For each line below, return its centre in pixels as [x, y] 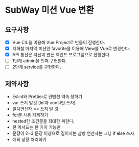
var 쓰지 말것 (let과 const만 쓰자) [44, 103]
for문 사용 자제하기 [30, 115]
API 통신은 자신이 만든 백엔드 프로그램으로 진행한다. [61, 55]
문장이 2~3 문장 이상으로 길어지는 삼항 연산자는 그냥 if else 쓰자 [73, 133]
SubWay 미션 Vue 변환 [50, 10]
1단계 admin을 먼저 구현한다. [39, 61]
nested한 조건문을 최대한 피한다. [43, 121]
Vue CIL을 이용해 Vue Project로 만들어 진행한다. [58, 42]
